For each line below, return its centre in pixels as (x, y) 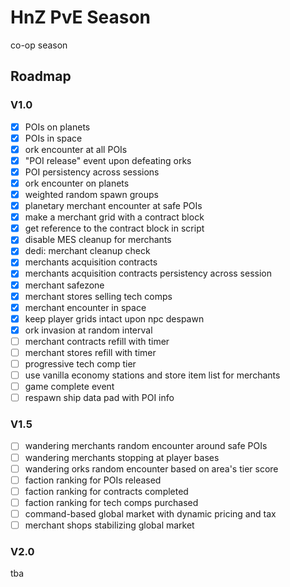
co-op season (39, 45)
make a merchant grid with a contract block (114, 217)
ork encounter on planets (77, 183)
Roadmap (41, 76)
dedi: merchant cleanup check (87, 251)
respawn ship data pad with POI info (99, 398)
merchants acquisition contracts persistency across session (148, 273)
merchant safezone (64, 285)
